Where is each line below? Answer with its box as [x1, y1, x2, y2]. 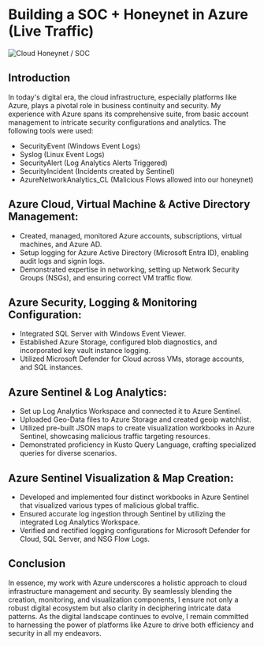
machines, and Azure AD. [19, 239, 102, 249]
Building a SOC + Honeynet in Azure [8, 6, 248, 24]
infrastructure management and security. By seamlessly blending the [8, 586, 232, 595]
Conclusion [8, 557, 66, 570]
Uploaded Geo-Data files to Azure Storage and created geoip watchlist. [19, 415, 252, 424]
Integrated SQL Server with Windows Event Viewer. [19, 329, 187, 339]
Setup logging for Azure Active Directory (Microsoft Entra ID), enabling [19, 247, 250, 257]
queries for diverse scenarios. [19, 449, 117, 458]
